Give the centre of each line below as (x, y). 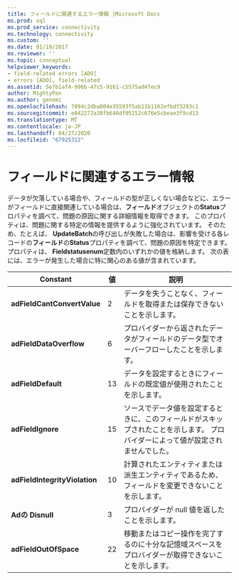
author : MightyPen (34, 93)
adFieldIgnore (35, 429)
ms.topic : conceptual (39, 60)
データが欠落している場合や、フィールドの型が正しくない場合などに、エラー (119, 198)
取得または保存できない (184, 305)
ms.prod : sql (27, 21)
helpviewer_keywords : (39, 67)
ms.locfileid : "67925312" (46, 139)
